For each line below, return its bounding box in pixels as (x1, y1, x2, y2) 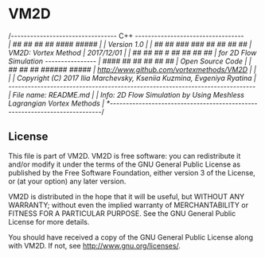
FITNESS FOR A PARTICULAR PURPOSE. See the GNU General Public (8, 208, 236, 218)
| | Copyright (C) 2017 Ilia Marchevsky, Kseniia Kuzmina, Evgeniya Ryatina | (8, 73, 257, 83)
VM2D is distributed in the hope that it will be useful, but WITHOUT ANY (8, 191, 245, 201)
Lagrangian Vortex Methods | (8, 98, 105, 108)
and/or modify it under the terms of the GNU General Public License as (8, 160, 241, 169)
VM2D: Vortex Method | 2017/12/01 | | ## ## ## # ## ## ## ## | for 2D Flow (8, 48, 257, 57)
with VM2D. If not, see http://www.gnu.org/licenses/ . (8, 241, 181, 250)
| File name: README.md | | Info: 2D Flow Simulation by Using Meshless (8, 90, 245, 99)
